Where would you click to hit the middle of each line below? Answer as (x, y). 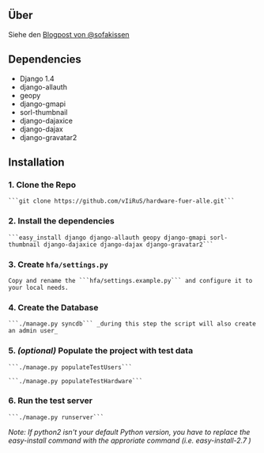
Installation (36, 163)
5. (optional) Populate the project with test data (101, 351)
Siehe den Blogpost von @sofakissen (69, 34)
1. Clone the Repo (42, 185)
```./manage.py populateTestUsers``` (70, 367)
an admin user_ (33, 331)
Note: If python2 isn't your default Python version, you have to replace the (129, 432)
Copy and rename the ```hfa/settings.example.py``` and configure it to (130, 280)
